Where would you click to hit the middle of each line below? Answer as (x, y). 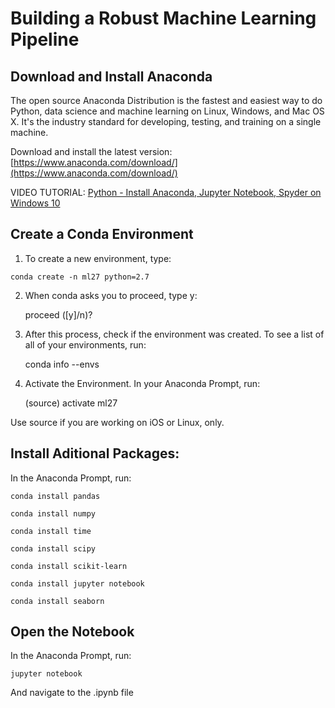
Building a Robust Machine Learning (163, 18)
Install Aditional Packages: (95, 453)
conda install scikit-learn (69, 566)
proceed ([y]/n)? (58, 314)
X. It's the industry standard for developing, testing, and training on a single (166, 121)
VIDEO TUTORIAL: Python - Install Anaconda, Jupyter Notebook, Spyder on (166, 192)
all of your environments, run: (85, 344)
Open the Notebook (72, 632)
